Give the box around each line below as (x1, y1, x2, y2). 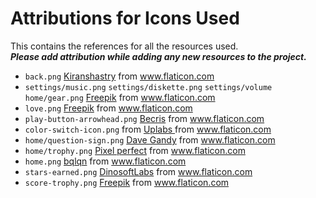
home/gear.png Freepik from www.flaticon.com (24, 91, 216, 103)
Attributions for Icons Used (10, 7, 240, 30)
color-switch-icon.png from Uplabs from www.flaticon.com (24, 123, 272, 135)
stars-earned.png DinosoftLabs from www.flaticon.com (24, 165, 253, 177)
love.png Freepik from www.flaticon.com (24, 102, 193, 114)
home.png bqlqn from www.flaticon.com (24, 155, 187, 167)
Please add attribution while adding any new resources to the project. (10, 50, 307, 62)
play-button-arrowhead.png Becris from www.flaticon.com (24, 112, 265, 124)
